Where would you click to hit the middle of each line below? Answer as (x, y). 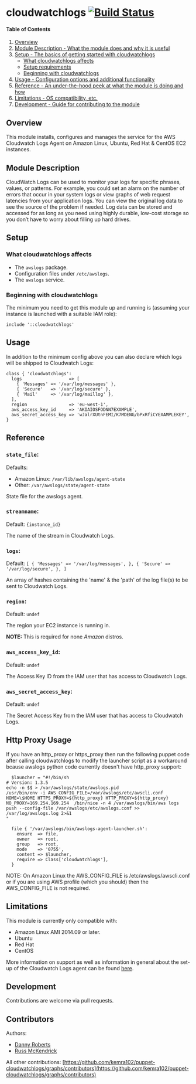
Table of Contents (28, 29)
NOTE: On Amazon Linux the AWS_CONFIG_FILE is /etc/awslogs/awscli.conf (98, 875)
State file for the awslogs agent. (44, 496)
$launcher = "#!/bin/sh (40, 777)
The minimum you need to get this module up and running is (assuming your (98, 307)
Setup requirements (47, 67)
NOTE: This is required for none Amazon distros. (65, 637)
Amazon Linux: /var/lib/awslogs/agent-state (70, 478)
